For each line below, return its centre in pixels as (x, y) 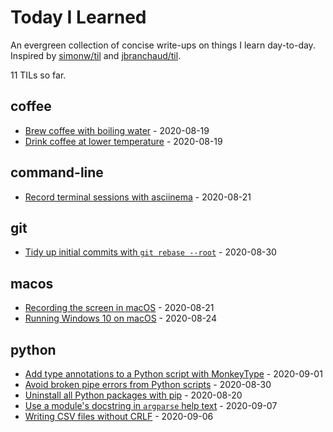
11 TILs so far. (38, 75)
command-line (57, 172)
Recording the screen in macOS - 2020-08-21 (119, 308)
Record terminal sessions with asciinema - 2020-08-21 (138, 197)
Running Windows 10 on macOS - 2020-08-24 (120, 318)
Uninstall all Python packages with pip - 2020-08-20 (133, 395)
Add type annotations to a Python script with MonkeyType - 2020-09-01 (173, 374)
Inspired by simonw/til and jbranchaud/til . (96, 55)
